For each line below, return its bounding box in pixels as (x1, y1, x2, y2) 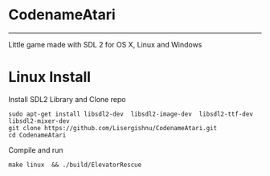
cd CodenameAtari (8, 131, 67, 139)
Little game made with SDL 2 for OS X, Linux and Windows (8, 39, 202, 49)
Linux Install (8, 68, 91, 86)
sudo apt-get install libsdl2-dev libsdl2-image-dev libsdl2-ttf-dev (8, 110, 253, 118)
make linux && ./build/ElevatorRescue (8, 161, 142, 169)
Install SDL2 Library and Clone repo (8, 94, 126, 104)
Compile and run (8, 145, 63, 154)
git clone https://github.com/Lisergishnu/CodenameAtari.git (8, 124, 218, 132)
